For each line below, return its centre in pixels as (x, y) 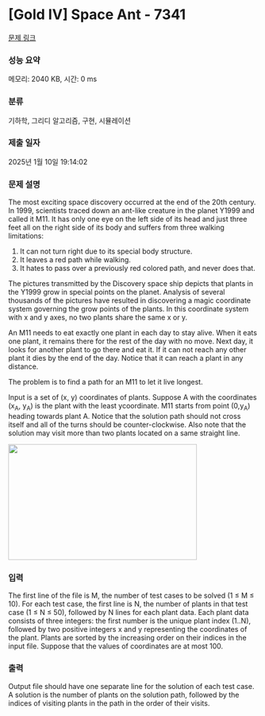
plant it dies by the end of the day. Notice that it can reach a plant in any (126, 358)
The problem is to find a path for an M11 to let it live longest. (106, 382)
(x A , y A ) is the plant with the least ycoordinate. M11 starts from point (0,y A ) (129, 407)
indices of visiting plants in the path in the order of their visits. (109, 703)
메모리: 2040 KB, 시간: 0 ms (53, 79)
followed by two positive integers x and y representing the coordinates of (128, 629)
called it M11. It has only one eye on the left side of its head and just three (128, 219)
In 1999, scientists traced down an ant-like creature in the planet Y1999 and (132, 211)
